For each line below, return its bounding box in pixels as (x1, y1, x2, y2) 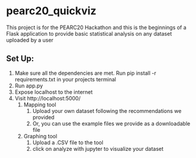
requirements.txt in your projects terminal (14, 75, 116, 83)
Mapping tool (23, 101, 56, 108)
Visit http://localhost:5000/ (14, 94, 81, 102)
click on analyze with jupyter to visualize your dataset (32, 145, 164, 152)
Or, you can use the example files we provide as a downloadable (32, 120, 191, 127)
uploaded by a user (6, 36, 53, 43)
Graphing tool (23, 132, 58, 140)
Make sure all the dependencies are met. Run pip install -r (14, 69, 156, 77)
